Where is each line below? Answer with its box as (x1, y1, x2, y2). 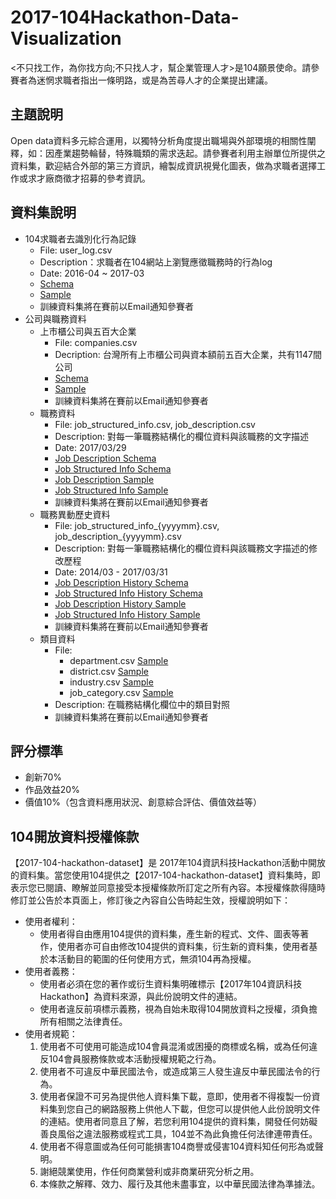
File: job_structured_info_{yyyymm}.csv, (54, 519, 220, 531)
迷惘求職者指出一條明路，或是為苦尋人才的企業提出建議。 (36, 74, 273, 86)
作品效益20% (24, 784, 80, 796)
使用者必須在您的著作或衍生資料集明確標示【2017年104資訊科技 (39, 978, 303, 990)
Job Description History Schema (54, 576, 189, 588)
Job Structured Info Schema (54, 462, 172, 475)
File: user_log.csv (39, 244, 113, 256)
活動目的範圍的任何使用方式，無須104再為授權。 (57, 953, 257, 965)
